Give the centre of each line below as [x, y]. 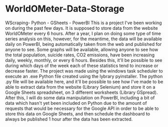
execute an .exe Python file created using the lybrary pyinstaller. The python [84, 76]
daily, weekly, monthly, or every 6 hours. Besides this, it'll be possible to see [84, 60]
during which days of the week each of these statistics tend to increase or [82, 66]
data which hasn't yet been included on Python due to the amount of [76, 103]
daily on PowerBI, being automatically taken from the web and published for [83, 44]
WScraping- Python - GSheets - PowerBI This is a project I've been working [83, 23]
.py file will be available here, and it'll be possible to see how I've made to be [84, 82]
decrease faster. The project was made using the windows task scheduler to [84, 71]
